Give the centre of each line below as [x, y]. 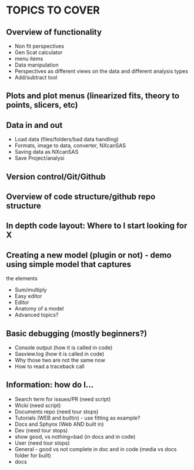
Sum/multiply [31, 290]
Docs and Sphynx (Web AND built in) [59, 424]
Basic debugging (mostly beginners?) [77, 333]
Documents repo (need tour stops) [56, 411]
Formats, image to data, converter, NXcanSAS [70, 145]
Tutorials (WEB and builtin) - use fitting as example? [77, 418]
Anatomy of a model [39, 309]
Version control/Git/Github [56, 176]
